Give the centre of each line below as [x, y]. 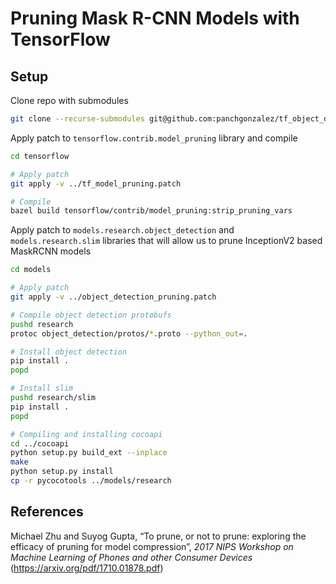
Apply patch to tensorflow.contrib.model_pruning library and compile [154, 138]
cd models [31, 270]
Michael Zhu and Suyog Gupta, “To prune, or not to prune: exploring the [158, 536]
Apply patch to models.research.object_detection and [122, 230]
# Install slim [42, 388]
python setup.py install [62, 472]
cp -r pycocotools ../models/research [91, 481]
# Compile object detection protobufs [91, 315]
